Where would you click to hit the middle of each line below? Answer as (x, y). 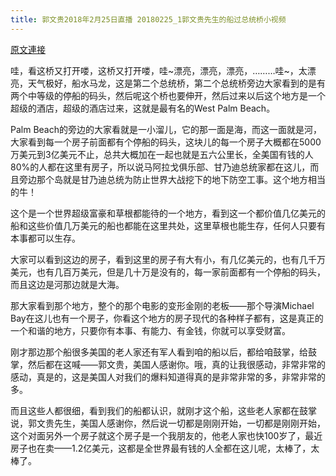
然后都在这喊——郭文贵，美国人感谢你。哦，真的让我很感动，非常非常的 (176, 364)
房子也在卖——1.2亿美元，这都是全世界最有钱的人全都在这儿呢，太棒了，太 (165, 448)
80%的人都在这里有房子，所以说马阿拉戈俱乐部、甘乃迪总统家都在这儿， (160, 167)
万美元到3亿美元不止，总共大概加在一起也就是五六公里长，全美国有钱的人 (162, 154)
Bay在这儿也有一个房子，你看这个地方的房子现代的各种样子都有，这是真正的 (167, 318)
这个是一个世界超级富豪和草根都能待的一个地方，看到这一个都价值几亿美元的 (168, 213)
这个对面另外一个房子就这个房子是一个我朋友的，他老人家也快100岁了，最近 (166, 435)
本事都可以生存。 (45, 238)
